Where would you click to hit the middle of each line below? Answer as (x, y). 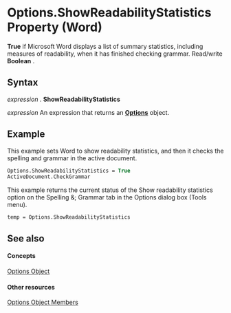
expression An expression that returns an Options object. (88, 112)
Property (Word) (55, 27)
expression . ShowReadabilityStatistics (64, 99)
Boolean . (21, 61)
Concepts (21, 256)
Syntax (23, 83)
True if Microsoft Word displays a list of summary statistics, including (105, 46)
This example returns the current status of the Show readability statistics (110, 190)
